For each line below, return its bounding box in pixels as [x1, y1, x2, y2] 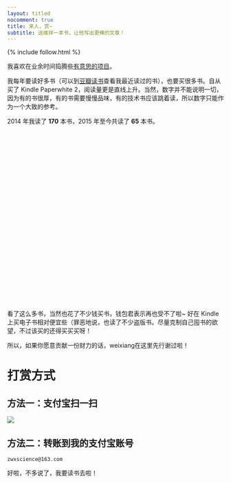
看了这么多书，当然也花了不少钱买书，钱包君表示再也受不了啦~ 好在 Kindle [7, 310, 219, 318]
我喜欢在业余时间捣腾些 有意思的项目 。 [7, 63, 115, 71]
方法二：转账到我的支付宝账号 [7, 437, 134, 449]
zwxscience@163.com [7, 456, 63, 463]
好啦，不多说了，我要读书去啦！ [7, 469, 98, 478]
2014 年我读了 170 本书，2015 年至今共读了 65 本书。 [7, 117, 159, 126]
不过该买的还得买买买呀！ [19, 327, 91, 335]
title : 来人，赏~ [7, 23, 53, 30]
